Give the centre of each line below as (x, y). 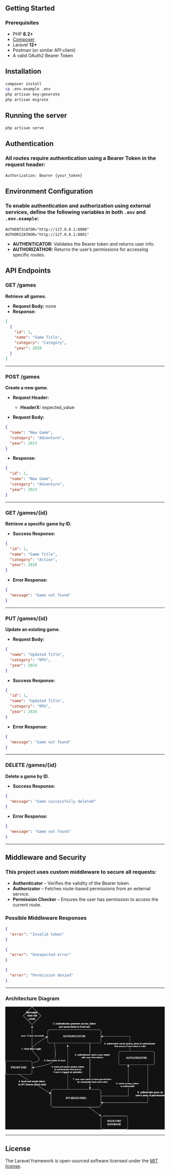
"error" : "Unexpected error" (40, 955)
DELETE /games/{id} (31, 765)
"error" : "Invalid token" (37, 934)
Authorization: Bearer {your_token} (44, 176)
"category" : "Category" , (40, 343)
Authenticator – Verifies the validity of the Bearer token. (71, 883)
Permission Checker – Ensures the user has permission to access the (85, 899)
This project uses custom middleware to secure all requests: (81, 872)
